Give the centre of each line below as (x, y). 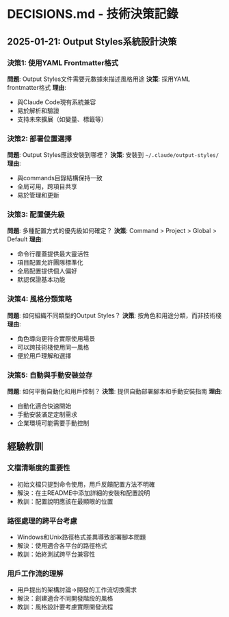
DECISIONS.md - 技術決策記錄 (93, 14)
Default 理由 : (25, 239)
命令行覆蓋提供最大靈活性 (53, 254)
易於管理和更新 (38, 195)
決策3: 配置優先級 (36, 215)
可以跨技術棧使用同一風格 (53, 347)
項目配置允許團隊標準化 (50, 263)
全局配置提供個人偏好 (47, 271)
